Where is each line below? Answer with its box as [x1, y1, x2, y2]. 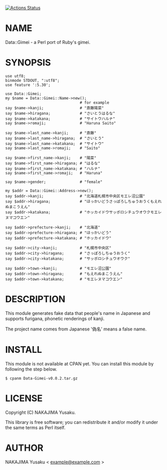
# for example [80, 100, 109, 105]
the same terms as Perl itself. [5, 425, 66, 431]
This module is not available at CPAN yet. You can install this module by [5, 360, 154, 366]
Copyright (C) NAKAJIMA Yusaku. [5, 409, 76, 415]
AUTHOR [5, 442, 44, 453]
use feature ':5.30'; [5, 82, 51, 87]
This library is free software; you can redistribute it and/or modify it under [5, 419, 158, 425]
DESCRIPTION [5, 294, 66, 305]
